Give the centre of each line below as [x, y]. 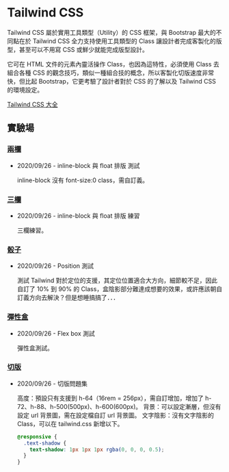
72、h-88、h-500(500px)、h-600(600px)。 [79, 406]
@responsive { [37, 436]
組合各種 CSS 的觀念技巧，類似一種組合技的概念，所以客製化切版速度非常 [111, 73]
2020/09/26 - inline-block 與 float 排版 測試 [78, 165]
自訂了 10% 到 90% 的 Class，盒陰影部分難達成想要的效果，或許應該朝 [117, 289]
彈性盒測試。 [35, 348]
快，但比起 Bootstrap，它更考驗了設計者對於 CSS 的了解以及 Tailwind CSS [112, 81]
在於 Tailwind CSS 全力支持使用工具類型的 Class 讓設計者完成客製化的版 [120, 41]
